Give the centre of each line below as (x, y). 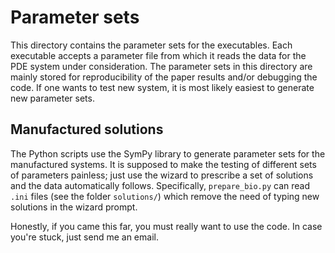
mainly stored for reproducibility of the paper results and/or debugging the (164, 77)
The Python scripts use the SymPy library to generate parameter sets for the (168, 153)
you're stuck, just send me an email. (84, 237)
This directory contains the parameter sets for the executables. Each (151, 45)
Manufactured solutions (87, 129)
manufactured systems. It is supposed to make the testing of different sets (163, 164)
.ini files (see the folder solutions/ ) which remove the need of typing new (165, 196)
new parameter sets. (52, 98)
